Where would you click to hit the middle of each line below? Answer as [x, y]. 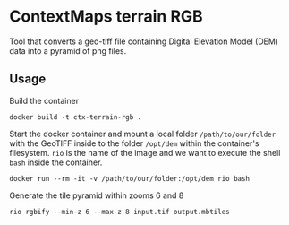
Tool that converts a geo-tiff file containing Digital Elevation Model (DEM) [144, 41]
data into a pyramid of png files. [68, 50]
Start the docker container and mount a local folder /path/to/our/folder [143, 134]
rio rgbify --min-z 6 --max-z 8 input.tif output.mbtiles [119, 212]
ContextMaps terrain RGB [106, 17]
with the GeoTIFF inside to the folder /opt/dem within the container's [134, 143]
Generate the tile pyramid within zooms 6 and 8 [97, 195]
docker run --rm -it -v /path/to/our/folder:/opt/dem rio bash [130, 178]
